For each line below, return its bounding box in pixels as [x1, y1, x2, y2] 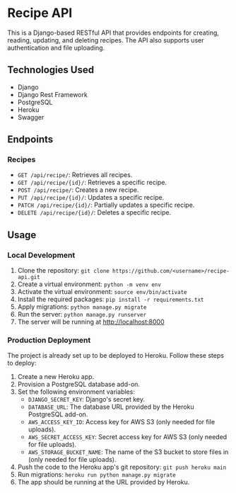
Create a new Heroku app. [17, 373, 95, 381]
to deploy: [7, 359, 37, 368]
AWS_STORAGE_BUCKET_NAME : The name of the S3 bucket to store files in [28, 448, 229, 456]
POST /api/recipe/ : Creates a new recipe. [17, 186, 139, 194]
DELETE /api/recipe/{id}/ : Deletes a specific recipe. [17, 208, 172, 217]
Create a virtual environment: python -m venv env [17, 280, 161, 288]
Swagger [17, 113, 45, 121]
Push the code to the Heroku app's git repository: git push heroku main [17, 463, 227, 472]
